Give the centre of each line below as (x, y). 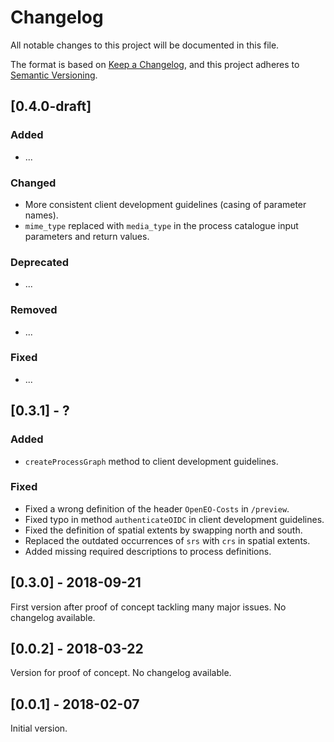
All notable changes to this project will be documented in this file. (145, 45)
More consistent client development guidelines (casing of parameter (165, 204)
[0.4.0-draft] (51, 106)
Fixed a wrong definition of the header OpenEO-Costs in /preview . (157, 508)
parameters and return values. (87, 236)
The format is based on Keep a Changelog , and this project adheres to (155, 64)
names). (41, 215)
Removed (34, 310)
